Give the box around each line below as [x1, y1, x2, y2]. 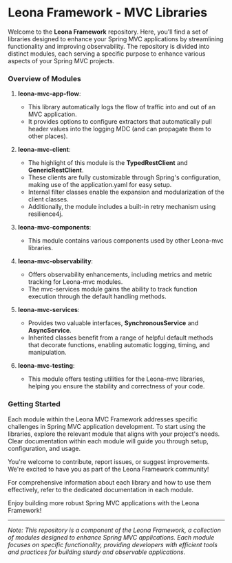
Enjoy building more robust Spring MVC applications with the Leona [8, 498, 200, 507]
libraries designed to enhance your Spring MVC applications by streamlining [8, 34, 224, 43]
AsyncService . [28, 327, 72, 335]
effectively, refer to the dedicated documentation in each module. [8, 485, 194, 494]
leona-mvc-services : [17, 306, 80, 314]
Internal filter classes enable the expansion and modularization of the [28, 188, 224, 197]
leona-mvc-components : [17, 223, 92, 232]
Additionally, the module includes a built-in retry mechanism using [28, 203, 216, 211]
